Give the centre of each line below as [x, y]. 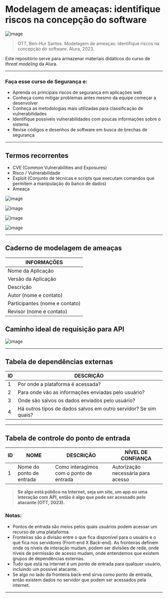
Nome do [28, 467]
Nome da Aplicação [31, 271]
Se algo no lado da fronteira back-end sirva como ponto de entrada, [82, 574]
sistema [20, 124]
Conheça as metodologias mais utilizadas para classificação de [78, 108]
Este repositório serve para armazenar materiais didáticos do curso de [78, 58]
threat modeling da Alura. [31, 64]
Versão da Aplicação [32, 279]
